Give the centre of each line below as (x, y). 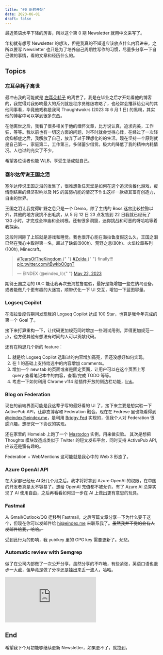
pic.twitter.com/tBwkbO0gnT (46, 264)
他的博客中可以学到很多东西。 (35, 116)
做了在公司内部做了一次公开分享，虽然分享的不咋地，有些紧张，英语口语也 (79, 564)
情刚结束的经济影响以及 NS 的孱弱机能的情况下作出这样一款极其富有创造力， (81, 192)
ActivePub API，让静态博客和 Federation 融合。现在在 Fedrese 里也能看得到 (81, 411)
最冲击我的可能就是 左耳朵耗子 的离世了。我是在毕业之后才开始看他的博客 (78, 97)
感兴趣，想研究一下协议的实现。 (37, 423)
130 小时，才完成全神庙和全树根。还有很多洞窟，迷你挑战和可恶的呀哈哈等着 (81, 221)
